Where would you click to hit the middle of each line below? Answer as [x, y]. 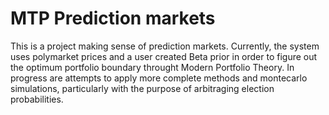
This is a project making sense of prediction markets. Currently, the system [165, 46]
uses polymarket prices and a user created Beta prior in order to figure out [164, 56]
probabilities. [37, 99]
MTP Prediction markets [113, 18]
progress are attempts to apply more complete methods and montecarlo [159, 78]
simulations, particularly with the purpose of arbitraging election [142, 88]
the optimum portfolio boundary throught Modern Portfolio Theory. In [152, 67]
